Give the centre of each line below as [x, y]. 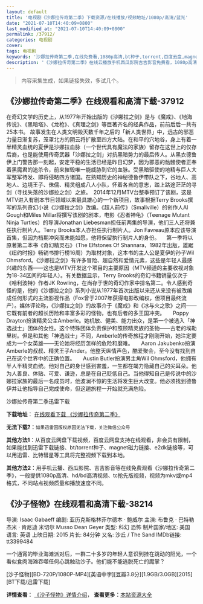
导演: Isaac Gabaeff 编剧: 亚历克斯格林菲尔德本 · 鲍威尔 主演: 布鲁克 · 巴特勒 [100, 519]
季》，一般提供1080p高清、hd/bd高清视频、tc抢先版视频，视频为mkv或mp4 [99, 475]
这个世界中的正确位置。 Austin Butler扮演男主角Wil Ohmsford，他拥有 [107, 358]
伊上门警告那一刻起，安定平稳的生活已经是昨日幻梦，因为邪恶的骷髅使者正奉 [101, 162]
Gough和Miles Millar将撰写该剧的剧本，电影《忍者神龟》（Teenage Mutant [98, 215]
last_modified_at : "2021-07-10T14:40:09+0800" [66, 29]
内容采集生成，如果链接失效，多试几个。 [71, 80]
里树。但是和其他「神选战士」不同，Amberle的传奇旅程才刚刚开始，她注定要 [101, 336]
